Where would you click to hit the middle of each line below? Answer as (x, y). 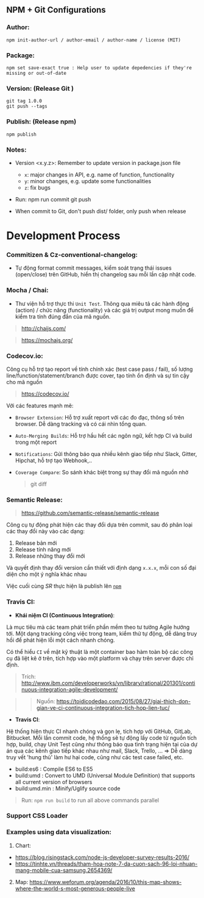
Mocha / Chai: (27, 290)
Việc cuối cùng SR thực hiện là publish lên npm (64, 586)
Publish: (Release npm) (41, 122)
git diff (38, 484)
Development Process (63, 236)
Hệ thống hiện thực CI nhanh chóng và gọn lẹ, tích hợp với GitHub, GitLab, (99, 731)
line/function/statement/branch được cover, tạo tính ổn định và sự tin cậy (98, 375)
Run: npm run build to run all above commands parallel (90, 800)
